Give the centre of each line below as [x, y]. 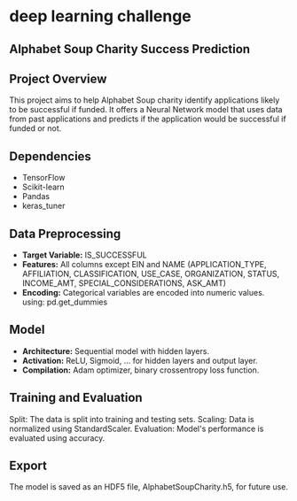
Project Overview [58, 78]
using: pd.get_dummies [65, 302]
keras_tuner [43, 206]
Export [28, 466]
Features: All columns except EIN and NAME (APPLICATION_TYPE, [145, 265]
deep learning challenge [101, 16]
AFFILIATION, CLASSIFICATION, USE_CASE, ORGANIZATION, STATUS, [151, 274]
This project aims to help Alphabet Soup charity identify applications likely [145, 100]
